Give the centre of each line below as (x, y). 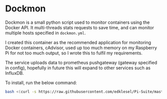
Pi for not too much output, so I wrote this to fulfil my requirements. (74, 53)
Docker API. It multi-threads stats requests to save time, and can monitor (80, 27)
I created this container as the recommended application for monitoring (78, 42)
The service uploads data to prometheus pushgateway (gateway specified (81, 62)
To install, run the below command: (41, 83)
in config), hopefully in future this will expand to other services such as (78, 68)
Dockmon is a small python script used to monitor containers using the (78, 22)
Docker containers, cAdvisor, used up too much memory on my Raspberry (81, 48)
